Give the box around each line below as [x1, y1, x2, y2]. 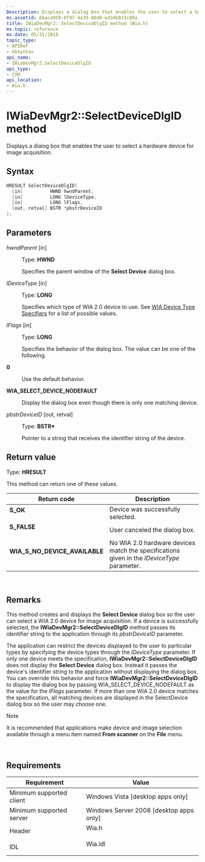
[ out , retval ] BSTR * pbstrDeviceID [12, 205, 103, 211]
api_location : [6, 77, 43, 83]
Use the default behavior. [21, 375, 85, 382]
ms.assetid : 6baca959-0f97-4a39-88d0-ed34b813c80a [6, 15, 138, 21]
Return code [38, 494, 75, 503]
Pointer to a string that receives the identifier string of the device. [21, 434, 186, 441]
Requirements [6, 760, 61, 770]
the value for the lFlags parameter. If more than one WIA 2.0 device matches [6, 687, 199, 695]
